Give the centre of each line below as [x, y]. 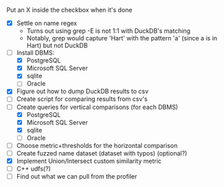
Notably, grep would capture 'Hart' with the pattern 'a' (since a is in [122, 38]
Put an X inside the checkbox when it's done [69, 10]
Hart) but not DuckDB [57, 46]
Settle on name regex [46, 23]
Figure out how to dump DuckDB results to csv [82, 91]
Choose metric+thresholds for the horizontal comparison [97, 145]
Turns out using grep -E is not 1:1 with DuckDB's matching [108, 31]
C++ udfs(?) [33, 169]
